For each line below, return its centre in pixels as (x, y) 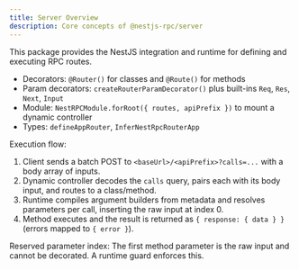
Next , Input (43, 98)
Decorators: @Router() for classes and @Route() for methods (134, 78)
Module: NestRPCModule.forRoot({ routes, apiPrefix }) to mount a (148, 107)
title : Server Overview (54, 18)
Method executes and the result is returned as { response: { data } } (154, 219)
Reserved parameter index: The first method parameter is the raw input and (149, 246)
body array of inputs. (61, 171)
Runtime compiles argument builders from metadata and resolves (144, 200)
